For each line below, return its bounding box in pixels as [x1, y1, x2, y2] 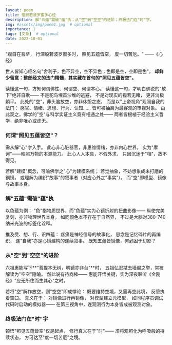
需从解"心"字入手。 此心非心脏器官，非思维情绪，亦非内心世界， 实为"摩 [5, 144, 158, 150]
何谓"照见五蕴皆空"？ [5, 131, 59, 139]
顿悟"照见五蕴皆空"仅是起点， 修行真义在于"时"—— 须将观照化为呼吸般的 [5, 328, 160, 334]
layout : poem [5, 7, 33, 13]
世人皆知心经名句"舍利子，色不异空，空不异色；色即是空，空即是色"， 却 [5, 68, 159, 74]
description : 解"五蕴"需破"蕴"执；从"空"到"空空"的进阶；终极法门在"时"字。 [5, 17, 154, 22]
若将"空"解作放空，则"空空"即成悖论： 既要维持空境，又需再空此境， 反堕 [5, 288, 160, 294]
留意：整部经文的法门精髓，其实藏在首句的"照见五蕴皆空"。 [9, 74, 137, 81]
